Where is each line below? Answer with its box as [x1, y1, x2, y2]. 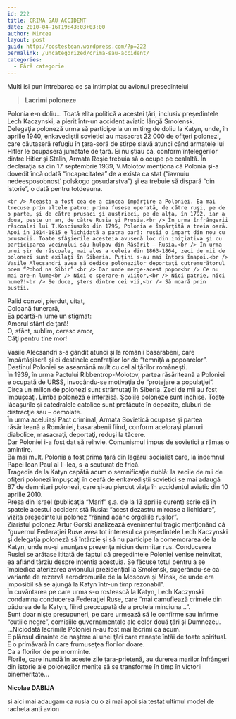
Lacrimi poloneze [24, 96, 77, 104]
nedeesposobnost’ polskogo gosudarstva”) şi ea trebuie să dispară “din [7, 177, 215, 185]
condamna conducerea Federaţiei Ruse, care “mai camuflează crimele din [7, 595, 222, 603]
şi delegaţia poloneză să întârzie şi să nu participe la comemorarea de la [7, 535, 217, 543]
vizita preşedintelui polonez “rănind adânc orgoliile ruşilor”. [7, 512, 178, 521]
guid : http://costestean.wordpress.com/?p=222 [7, 43, 147, 50]
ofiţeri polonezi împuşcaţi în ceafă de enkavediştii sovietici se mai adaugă [7, 475, 221, 484]
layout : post [7, 37, 46, 44]
